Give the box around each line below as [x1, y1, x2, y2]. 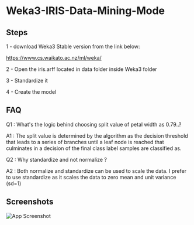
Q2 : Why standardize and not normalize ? [6, 156, 107, 163]
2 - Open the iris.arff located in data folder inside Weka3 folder [6, 66, 158, 73]
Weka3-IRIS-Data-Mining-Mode [6, 4, 165, 18]
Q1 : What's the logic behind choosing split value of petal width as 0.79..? [6, 121, 182, 128]
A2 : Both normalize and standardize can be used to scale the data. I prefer [6, 167, 187, 174]
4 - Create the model [6, 88, 57, 95]
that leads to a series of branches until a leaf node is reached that [6, 138, 165, 145]
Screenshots [6, 197, 54, 207]
